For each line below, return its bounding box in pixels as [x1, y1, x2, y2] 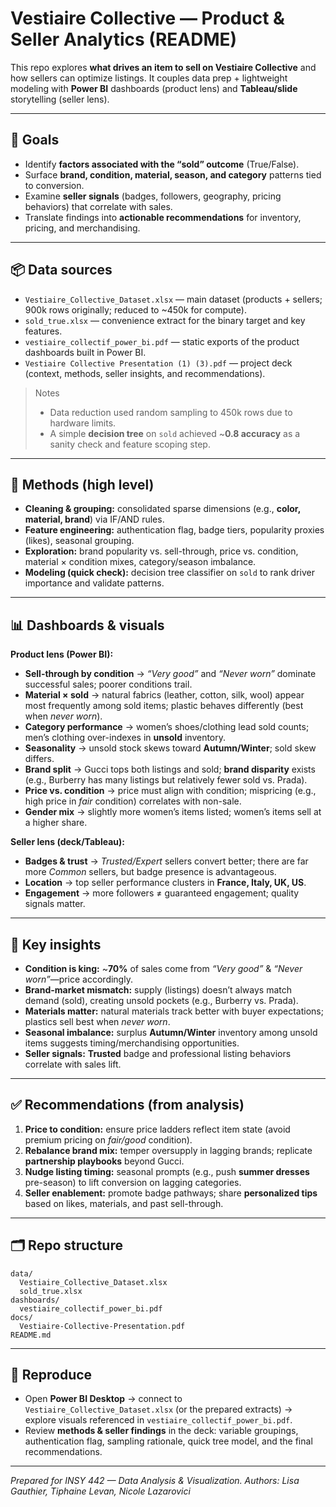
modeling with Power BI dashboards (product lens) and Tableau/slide [10, 82, 298, 94]
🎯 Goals [10, 132, 60, 149]
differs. [24, 753, 55, 765]
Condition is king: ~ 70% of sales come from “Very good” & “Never [24, 963, 303, 974]
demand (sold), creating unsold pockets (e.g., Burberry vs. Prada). [24, 995, 299, 1006]
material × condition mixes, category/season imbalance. [24, 556, 257, 568]
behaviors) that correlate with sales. [24, 200, 173, 212]
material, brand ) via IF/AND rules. [24, 513, 165, 526]
